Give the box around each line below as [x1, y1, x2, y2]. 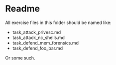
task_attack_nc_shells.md [12, 34, 65, 40]
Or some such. [5, 54, 36, 60]
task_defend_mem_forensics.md [12, 39, 79, 45]
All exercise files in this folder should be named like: [5, 19, 112, 25]
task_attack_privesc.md [12, 29, 61, 35]
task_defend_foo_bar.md [12, 45, 63, 51]
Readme [5, 3, 40, 14]
